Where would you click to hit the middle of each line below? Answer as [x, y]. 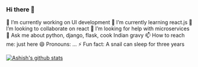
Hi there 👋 [21, 9]
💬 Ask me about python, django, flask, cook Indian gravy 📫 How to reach [95, 36]
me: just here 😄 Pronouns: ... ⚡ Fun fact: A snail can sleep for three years [95, 44]
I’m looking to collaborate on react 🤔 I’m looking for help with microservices [98, 28]
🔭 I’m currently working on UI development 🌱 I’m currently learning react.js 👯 [99, 23]
